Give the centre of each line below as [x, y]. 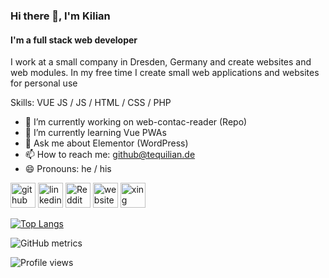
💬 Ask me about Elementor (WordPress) [106, 143]
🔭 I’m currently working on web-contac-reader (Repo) [136, 122]
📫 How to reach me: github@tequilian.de [110, 155]
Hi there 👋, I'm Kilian [60, 16]
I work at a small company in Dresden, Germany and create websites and [161, 62]
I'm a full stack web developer [74, 40]
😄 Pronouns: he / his [68, 169]
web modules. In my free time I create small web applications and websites [165, 73]
